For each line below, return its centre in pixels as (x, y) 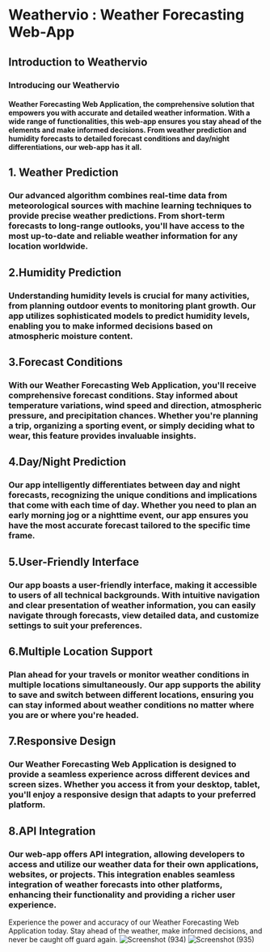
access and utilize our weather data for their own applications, (133, 864)
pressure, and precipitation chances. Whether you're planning (133, 416)
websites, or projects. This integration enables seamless (122, 874)
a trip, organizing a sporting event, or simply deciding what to (132, 426)
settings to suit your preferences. (76, 625)
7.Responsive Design (62, 741)
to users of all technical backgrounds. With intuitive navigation (134, 595)
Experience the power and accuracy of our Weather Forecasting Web (124, 922)
